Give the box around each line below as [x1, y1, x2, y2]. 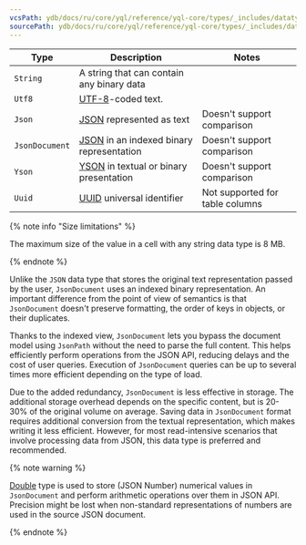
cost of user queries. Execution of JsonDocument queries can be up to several [9, 359, 297, 370]
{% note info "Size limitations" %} [9, 221, 137, 231]
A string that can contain [78, 66, 184, 78]
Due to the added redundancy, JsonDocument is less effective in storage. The [9, 386, 294, 397]
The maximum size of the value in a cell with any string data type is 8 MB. [9, 238, 286, 249]
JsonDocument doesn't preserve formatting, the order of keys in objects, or [9, 303, 285, 314]
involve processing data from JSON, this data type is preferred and [9, 435, 261, 446]
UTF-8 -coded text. [78, 92, 164, 105]
